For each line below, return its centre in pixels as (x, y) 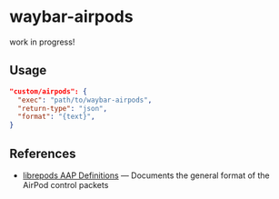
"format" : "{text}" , (56, 117)
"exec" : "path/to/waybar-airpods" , (85, 100)
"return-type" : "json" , (62, 108)
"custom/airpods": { (49, 91)
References (43, 153)
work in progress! (42, 42)
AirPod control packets (65, 184)
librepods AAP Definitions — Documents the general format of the (146, 175)
